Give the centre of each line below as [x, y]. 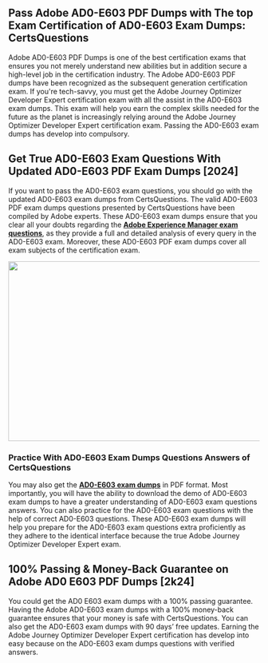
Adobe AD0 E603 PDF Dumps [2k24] [101, 582]
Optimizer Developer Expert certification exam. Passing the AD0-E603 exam [134, 125]
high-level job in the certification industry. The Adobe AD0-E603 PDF [122, 74]
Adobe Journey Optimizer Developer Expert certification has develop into [129, 635]
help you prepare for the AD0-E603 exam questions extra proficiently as [127, 527]
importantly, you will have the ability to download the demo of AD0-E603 [128, 493]
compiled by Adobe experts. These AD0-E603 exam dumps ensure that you [133, 216]
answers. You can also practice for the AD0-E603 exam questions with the [131, 510]
